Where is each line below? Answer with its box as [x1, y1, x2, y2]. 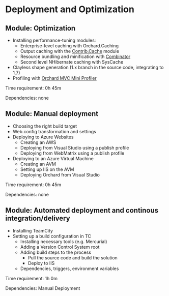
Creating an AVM [20, 161, 56, 167]
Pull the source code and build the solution [27, 254, 118, 260]
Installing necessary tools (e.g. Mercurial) [20, 238, 107, 245]
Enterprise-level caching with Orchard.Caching [20, 43, 119, 49]
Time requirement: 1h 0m [5, 275, 58, 281]
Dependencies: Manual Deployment [5, 285, 80, 291]
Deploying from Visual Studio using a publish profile [20, 144, 129, 151]
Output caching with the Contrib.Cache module [20, 48, 120, 54]
